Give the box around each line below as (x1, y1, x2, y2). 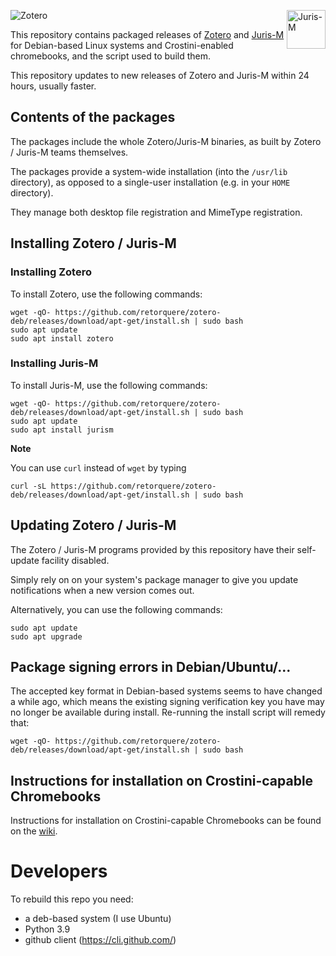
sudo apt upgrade (10, 631, 83, 642)
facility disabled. (41, 554, 110, 566)
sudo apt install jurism (10, 425, 114, 435)
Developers (10, 860, 108, 883)
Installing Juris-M (10, 356, 99, 370)
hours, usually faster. (10, 80, 97, 92)
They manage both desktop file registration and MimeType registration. (10, 206, 303, 218)
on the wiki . (10, 825, 58, 837)
